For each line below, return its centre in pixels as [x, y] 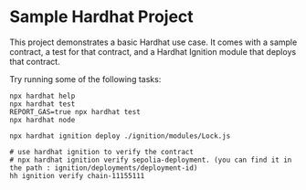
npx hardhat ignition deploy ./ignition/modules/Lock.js [120, 136]
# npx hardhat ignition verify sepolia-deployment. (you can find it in [151, 160]
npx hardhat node [42, 120]
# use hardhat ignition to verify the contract [102, 152]
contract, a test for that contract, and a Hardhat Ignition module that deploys [153, 51]
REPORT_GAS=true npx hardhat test [75, 111]
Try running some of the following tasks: [85, 79]
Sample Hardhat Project [101, 17]
